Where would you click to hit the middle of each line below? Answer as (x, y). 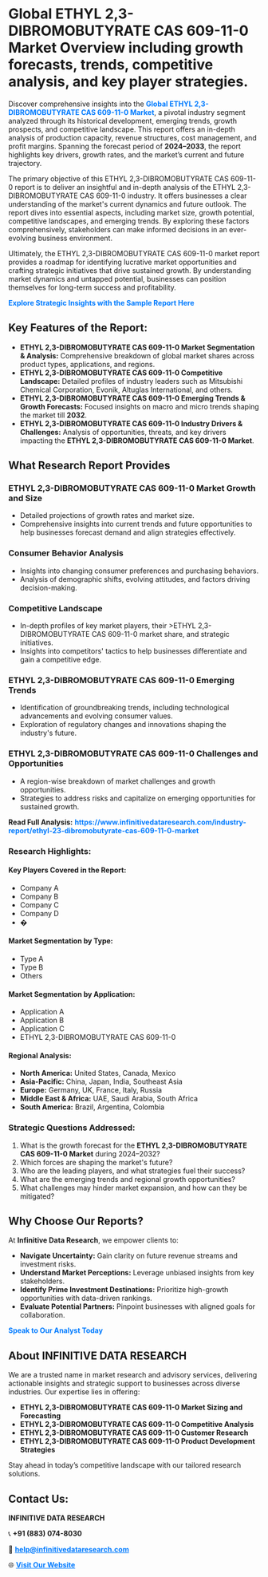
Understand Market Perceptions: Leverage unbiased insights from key (137, 1273)
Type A (32, 958)
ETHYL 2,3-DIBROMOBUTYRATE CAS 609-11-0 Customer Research (134, 1433)
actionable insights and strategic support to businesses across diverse (124, 1383)
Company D (39, 913)
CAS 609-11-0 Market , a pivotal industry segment (163, 112)
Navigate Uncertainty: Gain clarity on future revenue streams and (128, 1256)
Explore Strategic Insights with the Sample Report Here (101, 302)
